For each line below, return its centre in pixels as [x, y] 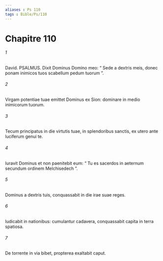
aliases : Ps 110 [23, 10]
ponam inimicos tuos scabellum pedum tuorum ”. [54, 73]
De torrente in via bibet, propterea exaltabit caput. [56, 253]
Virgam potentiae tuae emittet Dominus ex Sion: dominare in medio [73, 99]
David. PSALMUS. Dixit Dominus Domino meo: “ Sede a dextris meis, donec [81, 67]
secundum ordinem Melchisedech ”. [41, 168]
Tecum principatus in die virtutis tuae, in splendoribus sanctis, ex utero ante [82, 131]
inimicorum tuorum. [25, 105]
